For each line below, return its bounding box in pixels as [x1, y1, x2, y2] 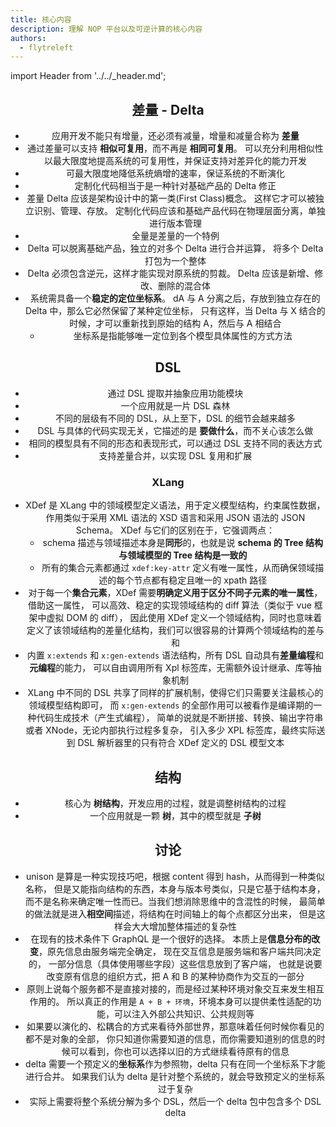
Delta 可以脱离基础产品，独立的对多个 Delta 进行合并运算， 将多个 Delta [27, 242, 324, 255]
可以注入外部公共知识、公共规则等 [113, 1007, 255, 1020]
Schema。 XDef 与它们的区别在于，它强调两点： [75, 524, 276, 536]
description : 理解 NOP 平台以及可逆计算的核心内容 [10, 24, 203, 34]
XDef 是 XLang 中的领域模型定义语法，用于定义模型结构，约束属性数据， [25, 499, 326, 511]
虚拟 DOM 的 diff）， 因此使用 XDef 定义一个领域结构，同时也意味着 [46, 612, 323, 624]
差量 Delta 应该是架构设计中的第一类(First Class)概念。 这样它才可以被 [26, 192, 316, 205]
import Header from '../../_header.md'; [10, 70, 167, 82]
